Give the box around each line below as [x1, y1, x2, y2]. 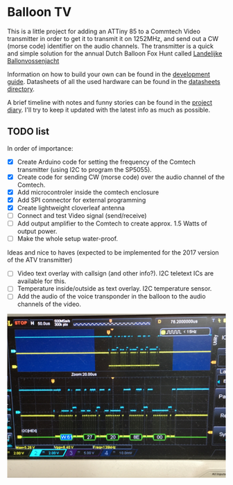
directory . [7, 85, 35, 93]
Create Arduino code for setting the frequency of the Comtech [17, 158, 196, 166]
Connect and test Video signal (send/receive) [17, 212, 147, 220]
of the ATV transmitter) [7, 256, 73, 264]
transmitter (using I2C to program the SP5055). [17, 165, 153, 173]
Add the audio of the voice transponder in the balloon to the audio [17, 292, 206, 300]
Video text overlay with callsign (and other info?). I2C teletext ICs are [17, 269, 214, 278]
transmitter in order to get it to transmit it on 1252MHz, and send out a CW [7, 34, 218, 42]
